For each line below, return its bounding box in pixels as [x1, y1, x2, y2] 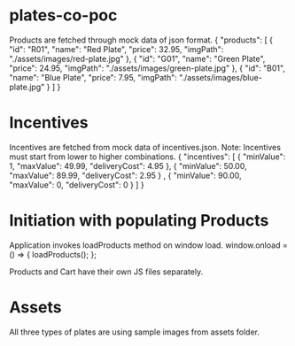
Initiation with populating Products [9, 211, 269, 231]
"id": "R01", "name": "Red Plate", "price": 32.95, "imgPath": [9, 43, 224, 54]
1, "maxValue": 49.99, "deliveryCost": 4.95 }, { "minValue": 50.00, [9, 160, 247, 171]
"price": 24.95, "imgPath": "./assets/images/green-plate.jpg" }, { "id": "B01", [9, 63, 286, 73]
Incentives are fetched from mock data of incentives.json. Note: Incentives [9, 142, 282, 152]
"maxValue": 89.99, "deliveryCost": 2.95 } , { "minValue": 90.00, [9, 170, 242, 181]
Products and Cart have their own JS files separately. [9, 266, 204, 277]
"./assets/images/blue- [178, 72, 263, 82]
